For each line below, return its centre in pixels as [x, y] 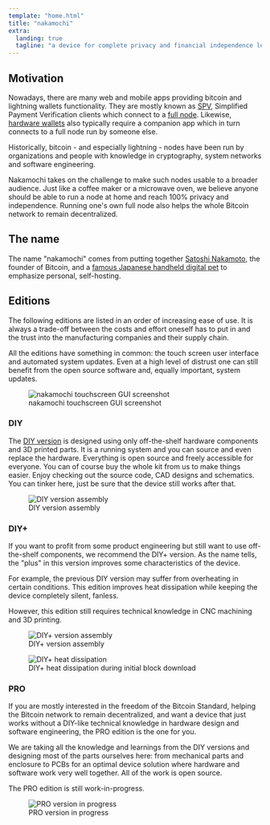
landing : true [39, 38]
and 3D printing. [35, 620]
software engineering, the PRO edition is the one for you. [102, 732]
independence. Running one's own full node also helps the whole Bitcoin [129, 205]
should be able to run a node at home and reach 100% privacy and [119, 197]
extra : [19, 31]
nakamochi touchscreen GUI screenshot [95, 402]
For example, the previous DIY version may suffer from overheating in [123, 578]
